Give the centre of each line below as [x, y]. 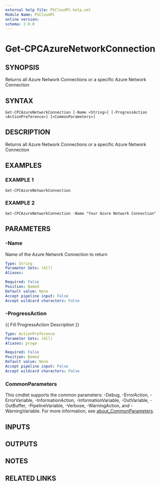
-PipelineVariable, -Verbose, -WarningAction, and [78, 406]
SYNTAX [19, 101]
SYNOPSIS [22, 67]
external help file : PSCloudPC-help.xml [48, 10]
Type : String [19, 263]
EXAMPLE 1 [20, 180]
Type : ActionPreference [30, 334]
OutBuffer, [16, 406]
